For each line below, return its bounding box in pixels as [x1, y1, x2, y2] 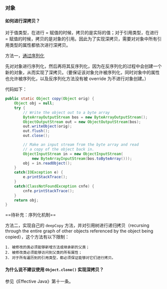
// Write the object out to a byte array [23, 110, 110, 115]
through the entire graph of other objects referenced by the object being [5, 228, 154, 234]
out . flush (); [23, 128, 50, 134]
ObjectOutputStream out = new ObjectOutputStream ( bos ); [23, 119, 141, 124]
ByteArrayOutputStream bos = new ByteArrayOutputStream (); [23, 114, 148, 120]
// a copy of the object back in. [23, 147, 94, 152]
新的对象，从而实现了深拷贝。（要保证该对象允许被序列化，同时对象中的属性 [5, 70, 160, 76]
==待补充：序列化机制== [5, 212, 56, 218]
